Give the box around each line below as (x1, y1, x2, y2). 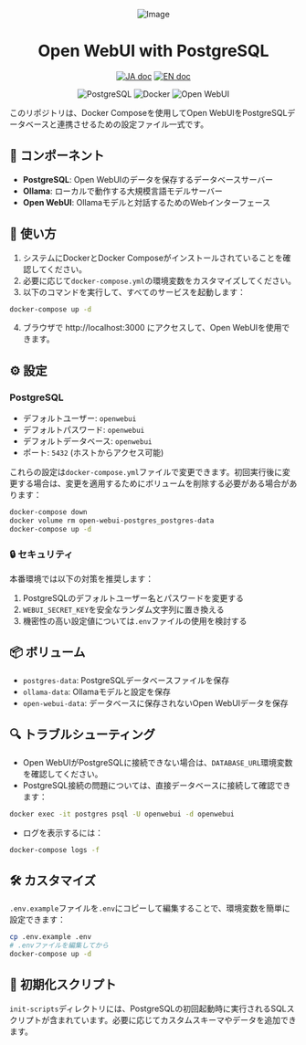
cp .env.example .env (9, 933, 92, 942)
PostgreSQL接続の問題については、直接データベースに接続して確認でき (22, 779, 291, 790)
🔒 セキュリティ (9, 548, 74, 561)
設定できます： (9, 914, 66, 925)
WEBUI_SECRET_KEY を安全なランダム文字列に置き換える (22, 604, 225, 616)
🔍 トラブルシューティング (9, 727, 155, 743)
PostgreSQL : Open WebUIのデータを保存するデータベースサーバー (22, 174, 274, 185)
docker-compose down (9, 508, 89, 517)
